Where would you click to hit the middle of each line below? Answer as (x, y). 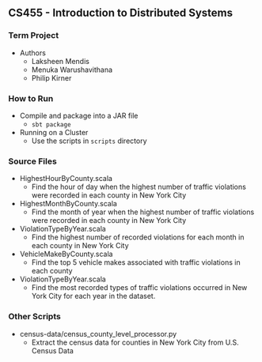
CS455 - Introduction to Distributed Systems (121, 13)
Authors (32, 53)
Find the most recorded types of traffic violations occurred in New (139, 288)
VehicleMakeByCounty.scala (66, 254)
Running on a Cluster (54, 132)
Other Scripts (34, 317)
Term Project (34, 36)
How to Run (31, 98)
